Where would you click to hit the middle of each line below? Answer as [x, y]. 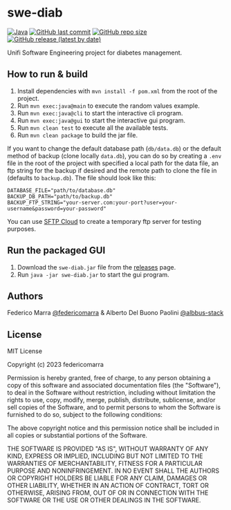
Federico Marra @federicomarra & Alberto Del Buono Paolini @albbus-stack [115, 313]
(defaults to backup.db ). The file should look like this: [82, 178]
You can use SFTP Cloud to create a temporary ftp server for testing [104, 221]
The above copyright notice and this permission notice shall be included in [113, 428]
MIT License [25, 351]
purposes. [22, 229]
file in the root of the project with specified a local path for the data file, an [113, 163]
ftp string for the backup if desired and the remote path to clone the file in [112, 170]
